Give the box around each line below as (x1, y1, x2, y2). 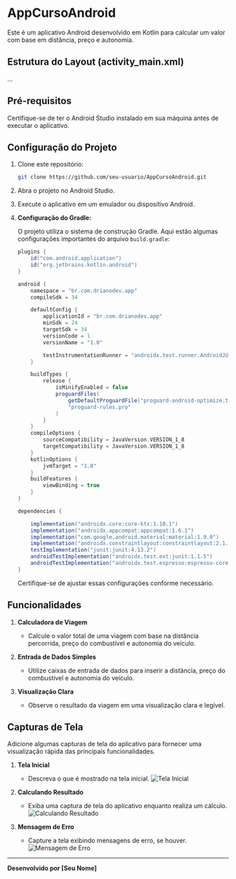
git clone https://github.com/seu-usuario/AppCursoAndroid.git (17, 174, 207, 181)
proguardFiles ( (55, 391, 100, 398)
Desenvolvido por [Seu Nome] (7, 864, 97, 873)
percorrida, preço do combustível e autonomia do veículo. (27, 639, 196, 647)
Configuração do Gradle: (17, 214, 92, 222)
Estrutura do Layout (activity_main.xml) (7, 56, 185, 68)
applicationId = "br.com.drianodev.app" (43, 313, 163, 320)
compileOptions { (30, 430, 81, 437)
